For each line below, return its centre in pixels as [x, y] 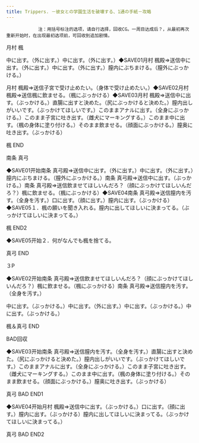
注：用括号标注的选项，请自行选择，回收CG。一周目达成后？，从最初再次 [113, 29]
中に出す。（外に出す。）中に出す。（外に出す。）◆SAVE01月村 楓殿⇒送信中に [99, 60]
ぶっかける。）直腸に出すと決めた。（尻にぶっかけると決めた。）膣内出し [106, 103]
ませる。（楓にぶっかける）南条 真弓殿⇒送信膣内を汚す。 [122, 286]
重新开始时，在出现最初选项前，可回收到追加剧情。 [59, 35]
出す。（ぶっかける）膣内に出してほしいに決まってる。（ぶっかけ [112, 414]
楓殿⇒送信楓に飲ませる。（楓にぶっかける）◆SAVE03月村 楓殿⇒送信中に [96, 95]
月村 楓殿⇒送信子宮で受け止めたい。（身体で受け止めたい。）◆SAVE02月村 [97, 88]
